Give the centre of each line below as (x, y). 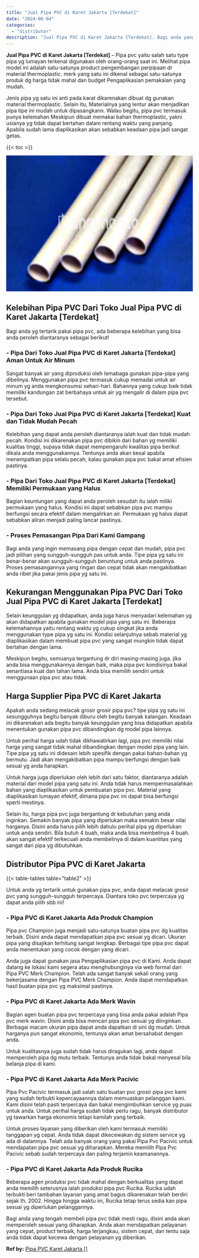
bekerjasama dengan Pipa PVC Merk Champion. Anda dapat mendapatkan (97, 980)
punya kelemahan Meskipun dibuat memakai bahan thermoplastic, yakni (94, 117)
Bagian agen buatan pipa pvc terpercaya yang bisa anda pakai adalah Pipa (97, 1014)
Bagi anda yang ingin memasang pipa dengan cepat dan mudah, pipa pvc (96, 548)
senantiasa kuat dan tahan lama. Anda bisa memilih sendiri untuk (85, 671)
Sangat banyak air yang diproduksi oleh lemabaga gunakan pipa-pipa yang (98, 373)
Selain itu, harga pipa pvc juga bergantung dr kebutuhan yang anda (88, 814)
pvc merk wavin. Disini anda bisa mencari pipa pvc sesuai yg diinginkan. (94, 1020)
